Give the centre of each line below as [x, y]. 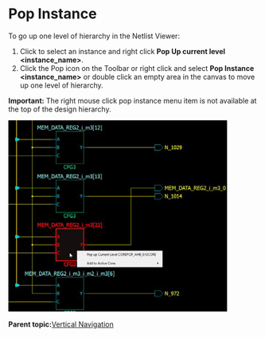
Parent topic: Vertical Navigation [61, 324]
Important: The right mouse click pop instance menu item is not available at [132, 100]
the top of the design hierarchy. [60, 109]
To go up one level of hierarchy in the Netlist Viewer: [94, 36]
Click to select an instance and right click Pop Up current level [122, 51]
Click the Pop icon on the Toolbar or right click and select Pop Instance [137, 68]
